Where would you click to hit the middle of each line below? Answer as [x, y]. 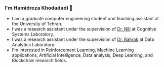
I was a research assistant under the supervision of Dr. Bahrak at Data [83, 39]
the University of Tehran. [37, 24]
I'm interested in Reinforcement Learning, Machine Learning [73, 50]
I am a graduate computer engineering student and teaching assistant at [85, 19]
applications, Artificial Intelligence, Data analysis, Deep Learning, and [82, 55]
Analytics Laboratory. [33, 45]
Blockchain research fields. [39, 61]
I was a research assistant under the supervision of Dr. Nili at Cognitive [84, 29]
